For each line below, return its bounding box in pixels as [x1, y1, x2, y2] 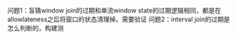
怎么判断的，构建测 [7, 24, 64, 32]
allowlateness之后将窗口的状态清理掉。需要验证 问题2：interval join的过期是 [7, 15, 230, 23]
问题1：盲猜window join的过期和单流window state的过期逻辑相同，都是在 [7, 6, 222, 14]
